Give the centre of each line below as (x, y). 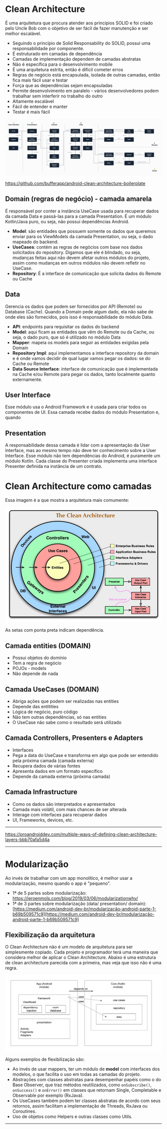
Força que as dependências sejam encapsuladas (62, 85)
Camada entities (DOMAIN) (48, 646)
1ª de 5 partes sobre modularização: (49, 893)
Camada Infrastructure (42, 792)
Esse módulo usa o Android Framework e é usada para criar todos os (76, 407)
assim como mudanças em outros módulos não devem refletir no (79, 263)
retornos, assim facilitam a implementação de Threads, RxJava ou (80, 1106)
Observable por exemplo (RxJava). (48, 1095)
